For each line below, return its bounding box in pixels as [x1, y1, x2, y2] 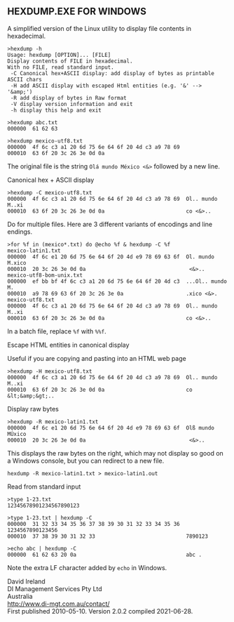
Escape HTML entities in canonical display [7, 340, 130, 349]
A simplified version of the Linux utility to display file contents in [7, 24, 191, 32]
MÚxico [7, 430, 27, 437]
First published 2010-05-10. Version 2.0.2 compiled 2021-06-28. [7, 607, 193, 615]
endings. [7, 227, 33, 236]
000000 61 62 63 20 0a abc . [7, 551, 202, 558]
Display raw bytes [7, 404, 60, 413]
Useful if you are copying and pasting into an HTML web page [7, 354, 187, 362]
